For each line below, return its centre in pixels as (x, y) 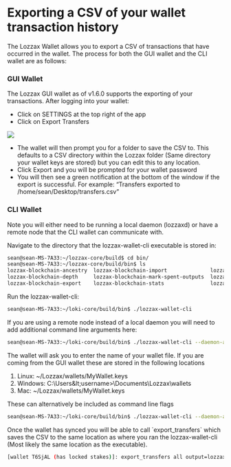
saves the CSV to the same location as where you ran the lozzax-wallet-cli (112, 437)
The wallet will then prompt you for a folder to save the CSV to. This (113, 148)
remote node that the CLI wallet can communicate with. (85, 232)
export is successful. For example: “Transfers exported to (99, 184)
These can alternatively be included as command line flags (90, 404)
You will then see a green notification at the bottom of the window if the (118, 177)
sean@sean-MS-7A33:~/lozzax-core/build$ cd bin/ (78, 258)
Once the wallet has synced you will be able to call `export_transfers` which (114, 430)
